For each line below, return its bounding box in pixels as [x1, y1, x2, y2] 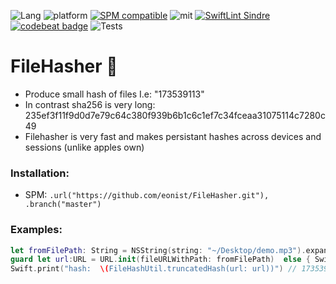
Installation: [10, 166, 70, 180]
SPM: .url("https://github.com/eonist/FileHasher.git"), [24, 189, 270, 201]
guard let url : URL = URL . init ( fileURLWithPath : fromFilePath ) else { [10, 255, 311, 265]
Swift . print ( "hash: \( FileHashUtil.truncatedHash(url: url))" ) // [10, 264, 298, 274]
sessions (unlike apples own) [24, 141, 145, 153]
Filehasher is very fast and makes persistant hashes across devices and [24, 130, 322, 142]
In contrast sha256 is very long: [24, 98, 156, 110]
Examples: [10, 223, 63, 237]
